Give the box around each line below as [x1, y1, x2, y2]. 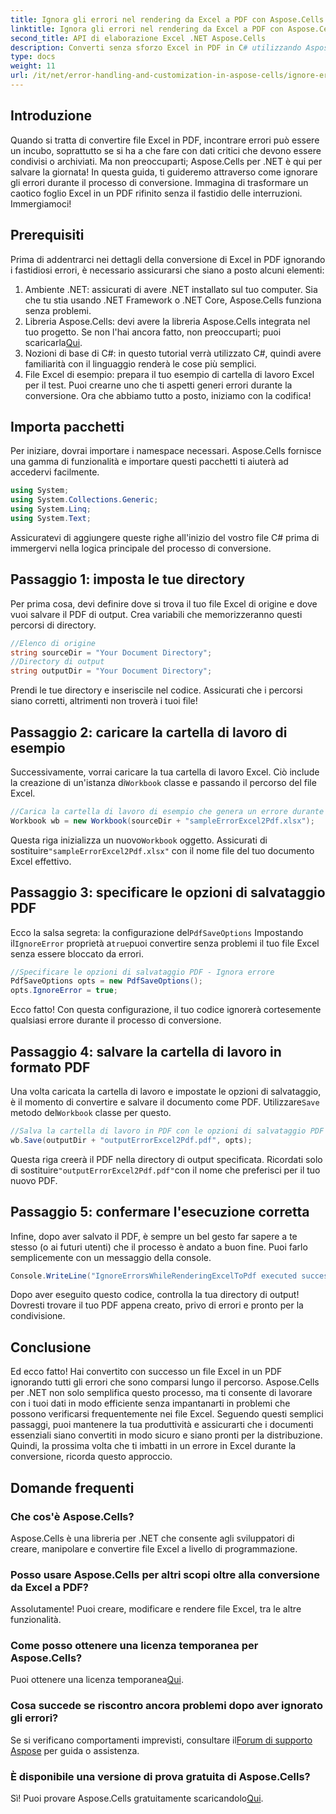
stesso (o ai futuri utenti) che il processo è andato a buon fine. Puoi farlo [10, 1241, 308, 1253]
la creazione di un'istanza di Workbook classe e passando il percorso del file [10, 776, 317, 788]
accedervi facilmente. [10, 466, 100, 478]
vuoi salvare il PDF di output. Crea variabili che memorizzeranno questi [10, 608, 303, 620]
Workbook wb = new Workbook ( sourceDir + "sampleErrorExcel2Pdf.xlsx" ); [10, 816, 315, 826]
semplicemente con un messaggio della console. [10, 1251, 212, 1263]
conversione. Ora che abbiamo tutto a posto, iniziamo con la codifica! [24, 389, 312, 401]
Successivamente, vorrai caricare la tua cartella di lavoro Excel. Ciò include [10, 766, 320, 778]
